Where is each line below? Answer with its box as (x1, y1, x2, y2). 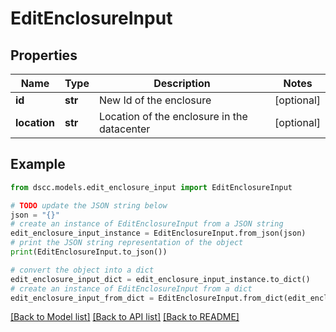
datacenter (98, 122, 151, 136)
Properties (10, 47, 78, 64)
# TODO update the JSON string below (10, 200, 168, 211)
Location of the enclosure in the (98, 110, 248, 123)
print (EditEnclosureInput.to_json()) (10, 247, 168, 257)
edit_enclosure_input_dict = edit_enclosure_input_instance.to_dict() (10, 274, 311, 284)
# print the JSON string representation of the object (10, 238, 244, 248)
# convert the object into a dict (10, 265, 155, 275)
